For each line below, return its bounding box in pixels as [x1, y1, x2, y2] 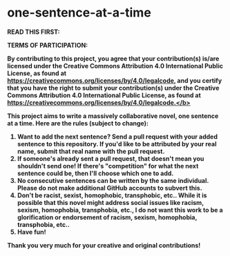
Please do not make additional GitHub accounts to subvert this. [17, 184, 202, 192]
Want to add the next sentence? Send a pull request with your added [17, 132, 218, 141]
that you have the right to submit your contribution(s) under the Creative [7, 83, 220, 92]
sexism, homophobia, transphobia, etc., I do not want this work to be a [17, 206, 223, 214]
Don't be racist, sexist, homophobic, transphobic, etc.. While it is [17, 191, 207, 199]
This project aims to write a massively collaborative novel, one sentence [7, 112, 219, 120]
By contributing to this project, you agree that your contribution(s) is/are [7, 54, 220, 63]
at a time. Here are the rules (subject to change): [7, 119, 148, 127]
